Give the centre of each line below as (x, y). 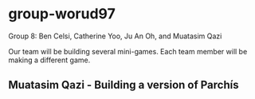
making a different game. (49, 60)
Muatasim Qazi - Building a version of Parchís (124, 85)
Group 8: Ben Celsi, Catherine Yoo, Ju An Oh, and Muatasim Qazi (115, 36)
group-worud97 (62, 14)
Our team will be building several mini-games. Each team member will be (128, 51)
